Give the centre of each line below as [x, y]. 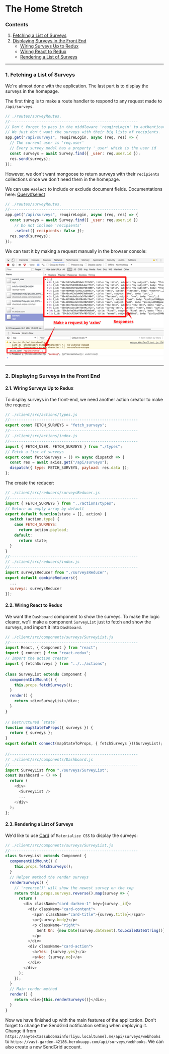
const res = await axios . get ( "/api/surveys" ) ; [59, 462]
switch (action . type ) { [34, 519]
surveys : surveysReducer [36, 589]
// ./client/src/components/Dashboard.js [49, 759]
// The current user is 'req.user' [47, 143]
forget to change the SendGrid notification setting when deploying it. [76, 1025]
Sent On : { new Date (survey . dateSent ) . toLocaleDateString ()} [101, 930]
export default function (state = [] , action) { [56, 514]
